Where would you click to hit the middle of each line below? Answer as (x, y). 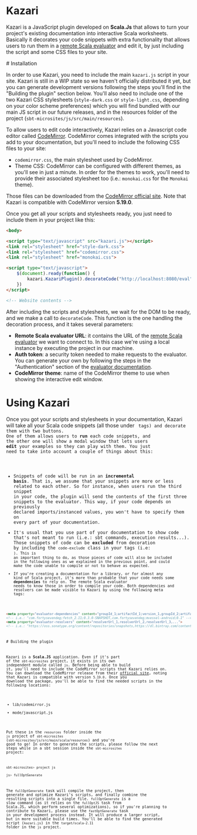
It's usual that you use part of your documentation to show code (96, 533)
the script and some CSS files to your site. (57, 52)
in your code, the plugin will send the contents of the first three (100, 497)
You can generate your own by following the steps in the (83, 360)
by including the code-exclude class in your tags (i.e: (82, 548)
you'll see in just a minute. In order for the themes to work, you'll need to (102, 172)
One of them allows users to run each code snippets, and (78, 436)
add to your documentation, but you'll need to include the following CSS (93, 142)
